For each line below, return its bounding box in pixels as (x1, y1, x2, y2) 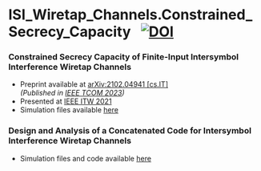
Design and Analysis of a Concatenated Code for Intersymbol (8, 125, 252, 136)
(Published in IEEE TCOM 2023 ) (19, 88, 126, 98)
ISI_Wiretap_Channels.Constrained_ (8, 6, 253, 24)
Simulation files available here (19, 105, 118, 115)
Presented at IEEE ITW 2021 (19, 96, 112, 106)
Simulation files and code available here (19, 153, 152, 163)
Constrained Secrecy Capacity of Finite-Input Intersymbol (8, 51, 239, 63)
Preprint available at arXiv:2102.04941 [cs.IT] (19, 79, 168, 89)
